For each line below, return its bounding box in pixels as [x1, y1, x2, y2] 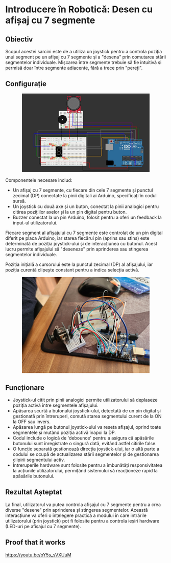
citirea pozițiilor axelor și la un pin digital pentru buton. [12, 209, 127, 215]
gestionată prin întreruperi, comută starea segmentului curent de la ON [12, 413, 162, 419]
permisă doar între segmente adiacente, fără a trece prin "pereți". [5, 65, 143, 71]
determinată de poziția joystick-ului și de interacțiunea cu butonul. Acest [5, 241, 157, 247]
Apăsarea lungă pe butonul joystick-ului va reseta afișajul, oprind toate [12, 424, 161, 430]
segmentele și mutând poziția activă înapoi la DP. [12, 429, 116, 435]
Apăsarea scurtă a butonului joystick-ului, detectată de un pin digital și [12, 407, 161, 413]
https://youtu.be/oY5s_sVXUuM [5, 552, 71, 558]
